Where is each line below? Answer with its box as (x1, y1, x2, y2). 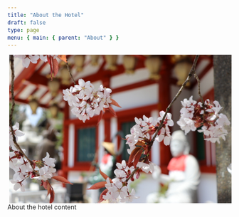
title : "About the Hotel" (7, 11, 84, 18)
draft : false (7, 18, 46, 26)
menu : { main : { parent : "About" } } (7, 34, 119, 41)
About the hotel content (7, 203, 77, 211)
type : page (7, 26, 40, 33)
